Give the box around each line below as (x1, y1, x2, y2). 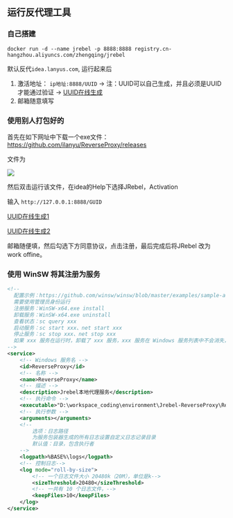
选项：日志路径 (32, 428, 69, 435)
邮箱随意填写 (17, 97, 54, 105)
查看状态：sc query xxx (13, 318, 77, 325)
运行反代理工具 (7, 6, 71, 19)
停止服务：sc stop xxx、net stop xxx (13, 331, 116, 338)
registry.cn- (134, 45, 172, 52)
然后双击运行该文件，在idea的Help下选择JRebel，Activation (7, 183, 178, 191)
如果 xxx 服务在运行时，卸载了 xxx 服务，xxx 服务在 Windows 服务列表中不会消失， (13, 337, 230, 344)
